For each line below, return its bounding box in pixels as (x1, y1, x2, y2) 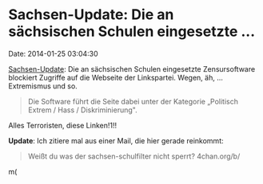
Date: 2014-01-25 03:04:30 (8, 49, 98, 58)
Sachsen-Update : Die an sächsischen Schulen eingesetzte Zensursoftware (8, 64, 256, 73)
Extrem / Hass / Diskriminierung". (27, 105, 137, 115)
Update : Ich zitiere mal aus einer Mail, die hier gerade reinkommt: (8, 135, 224, 145)
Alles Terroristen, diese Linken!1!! (8, 120, 118, 130)
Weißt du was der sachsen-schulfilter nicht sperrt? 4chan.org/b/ (27, 151, 241, 161)
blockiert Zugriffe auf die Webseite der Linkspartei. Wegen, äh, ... (8, 72, 224, 82)
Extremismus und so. (8, 81, 78, 91)
